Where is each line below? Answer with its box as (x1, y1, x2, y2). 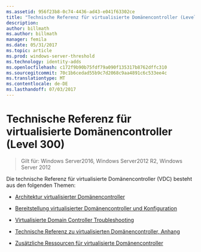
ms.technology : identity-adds (6, 59, 82, 64)
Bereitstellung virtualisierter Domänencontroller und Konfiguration (14, 204, 178, 212)
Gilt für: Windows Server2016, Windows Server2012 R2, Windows (20, 157, 183, 164)
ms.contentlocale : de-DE (6, 81, 68, 87)
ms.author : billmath (6, 31, 58, 37)
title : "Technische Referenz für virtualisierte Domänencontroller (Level (6, 14, 197, 20)
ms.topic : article (6, 48, 52, 54)
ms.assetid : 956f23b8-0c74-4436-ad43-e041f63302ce (6, 8, 135, 15)
